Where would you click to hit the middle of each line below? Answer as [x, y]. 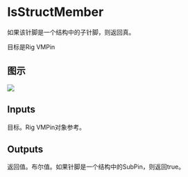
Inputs [22, 109]
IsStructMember [55, 12]
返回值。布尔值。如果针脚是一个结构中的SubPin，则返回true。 [96, 167]
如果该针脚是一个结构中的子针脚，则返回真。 [71, 32]
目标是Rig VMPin [31, 47]
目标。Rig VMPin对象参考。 [46, 127]
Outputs [25, 149]
